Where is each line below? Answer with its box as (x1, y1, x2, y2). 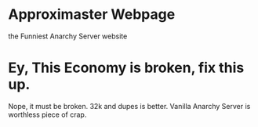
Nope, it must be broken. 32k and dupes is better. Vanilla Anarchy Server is (8, 101, 251, 111)
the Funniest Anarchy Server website (8, 31, 128, 41)
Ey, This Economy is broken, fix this (8, 59, 245, 77)
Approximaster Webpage (8, 5, 176, 24)
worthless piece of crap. (8, 110, 87, 119)
